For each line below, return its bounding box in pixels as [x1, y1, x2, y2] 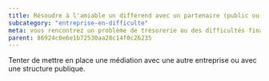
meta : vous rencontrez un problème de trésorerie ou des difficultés [8, 26, 246, 34]
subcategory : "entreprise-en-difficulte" [8, 19, 149, 27]
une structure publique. [8, 64, 86, 74]
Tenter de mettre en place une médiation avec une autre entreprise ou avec [8, 56, 258, 65]
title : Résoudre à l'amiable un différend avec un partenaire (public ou [8, 11, 260, 20]
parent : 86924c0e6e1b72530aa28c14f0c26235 [8, 33, 152, 42]
